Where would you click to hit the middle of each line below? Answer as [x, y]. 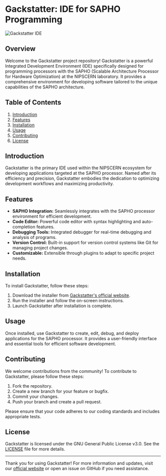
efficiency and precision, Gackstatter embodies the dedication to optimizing [82, 178]
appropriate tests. [23, 416]
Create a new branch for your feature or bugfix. [61, 391]
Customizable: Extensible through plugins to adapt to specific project [83, 253]
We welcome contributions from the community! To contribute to [71, 371]
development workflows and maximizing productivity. [60, 184]
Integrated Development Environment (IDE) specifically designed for [75, 66]
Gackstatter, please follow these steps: [45, 376]
